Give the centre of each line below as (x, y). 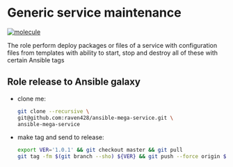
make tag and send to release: (61, 137)
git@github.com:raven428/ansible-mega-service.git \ (95, 118)
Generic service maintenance (95, 13)
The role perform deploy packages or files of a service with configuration (112, 45)
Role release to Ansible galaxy (74, 82)
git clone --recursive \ (53, 111)
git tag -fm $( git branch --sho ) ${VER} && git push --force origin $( (123, 157)
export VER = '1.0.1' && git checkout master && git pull (100, 150)
